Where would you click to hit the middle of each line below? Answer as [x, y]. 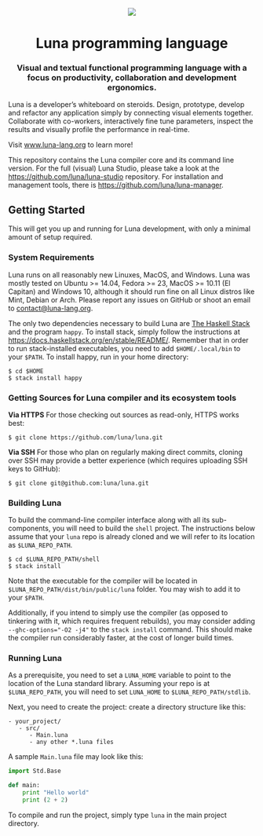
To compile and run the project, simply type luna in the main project [118, 815]
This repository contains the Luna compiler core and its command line [121, 160]
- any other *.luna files [71, 742]
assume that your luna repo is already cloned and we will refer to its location [131, 537]
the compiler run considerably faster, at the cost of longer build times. [121, 638]
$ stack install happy [45, 378]
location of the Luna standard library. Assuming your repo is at [109, 684]
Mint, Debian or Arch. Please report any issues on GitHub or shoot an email [130, 299]
